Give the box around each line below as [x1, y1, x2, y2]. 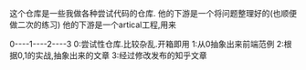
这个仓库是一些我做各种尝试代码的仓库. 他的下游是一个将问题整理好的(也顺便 [9, 8, 298, 18]
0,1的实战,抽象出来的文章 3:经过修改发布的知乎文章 [16, 50, 207, 61]
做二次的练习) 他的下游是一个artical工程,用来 [9, 19, 176, 30]
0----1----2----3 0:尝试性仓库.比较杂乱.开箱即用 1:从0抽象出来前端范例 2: [9, 39, 285, 49]
